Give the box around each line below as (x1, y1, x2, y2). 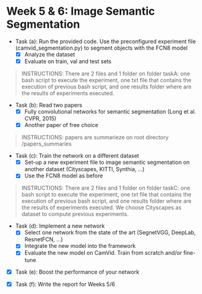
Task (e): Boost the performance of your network (15, 268, 139, 276)
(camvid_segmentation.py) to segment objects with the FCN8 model (15, 44, 188, 52)
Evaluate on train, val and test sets (24, 58, 112, 65)
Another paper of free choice (24, 122, 98, 129)
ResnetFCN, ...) (24, 236, 63, 243)
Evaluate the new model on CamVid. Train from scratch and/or (24, 249, 182, 257)
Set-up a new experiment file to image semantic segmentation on (24, 158, 190, 166)
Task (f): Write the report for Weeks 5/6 (15, 280, 115, 288)
